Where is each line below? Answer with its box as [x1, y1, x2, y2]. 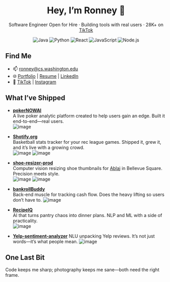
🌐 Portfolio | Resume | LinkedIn [12, 73, 79, 79]
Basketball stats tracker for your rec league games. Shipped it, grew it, [12, 139, 161, 145]
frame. [5, 272, 19, 278]
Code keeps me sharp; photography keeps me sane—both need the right [5, 267, 160, 273]
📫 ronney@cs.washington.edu [12, 66, 78, 72]
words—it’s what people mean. [12, 238, 78, 245]
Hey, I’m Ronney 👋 [47, 5, 125, 16]
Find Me [5, 52, 32, 60]
